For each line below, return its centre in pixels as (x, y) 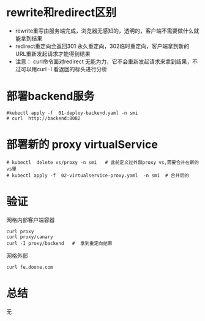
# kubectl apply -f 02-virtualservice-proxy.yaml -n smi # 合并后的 (98, 176)
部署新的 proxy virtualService (82, 145)
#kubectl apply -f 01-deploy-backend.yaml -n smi (72, 113)
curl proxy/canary (30, 237)
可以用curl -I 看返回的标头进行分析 (64, 69)
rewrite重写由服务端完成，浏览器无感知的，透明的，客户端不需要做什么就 (107, 31)
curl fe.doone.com (30, 267)
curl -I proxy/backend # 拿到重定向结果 (59, 243)
